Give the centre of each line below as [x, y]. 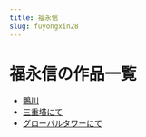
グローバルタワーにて [62, 123]
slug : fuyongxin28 [44, 26]
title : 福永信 [34, 18]
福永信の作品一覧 [73, 74]
